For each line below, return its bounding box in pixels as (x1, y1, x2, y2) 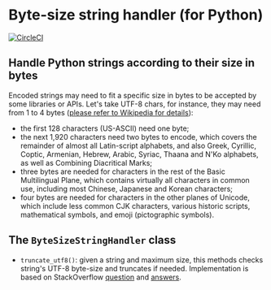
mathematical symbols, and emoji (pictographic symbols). (20, 210, 214, 219)
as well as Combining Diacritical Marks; (20, 158, 153, 167)
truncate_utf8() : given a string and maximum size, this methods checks (20, 254, 264, 265)
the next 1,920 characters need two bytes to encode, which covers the (20, 132, 258, 141)
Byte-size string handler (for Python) (8, 6, 264, 24)
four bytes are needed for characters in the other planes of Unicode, (20, 193, 250, 202)
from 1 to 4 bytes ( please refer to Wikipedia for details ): (8, 107, 194, 117)
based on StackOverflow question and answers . (20, 272, 181, 282)
